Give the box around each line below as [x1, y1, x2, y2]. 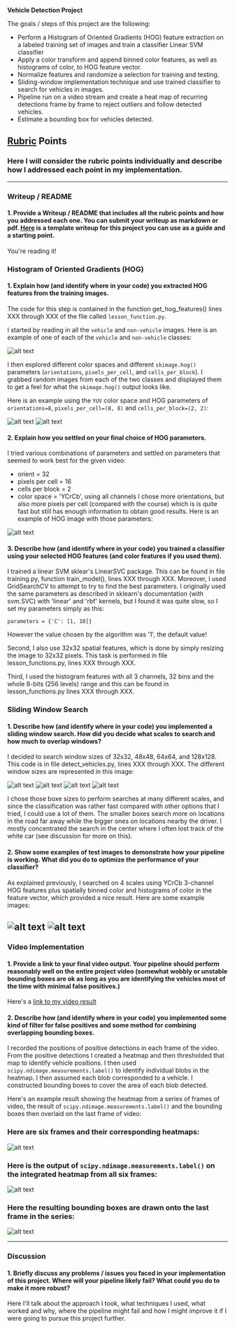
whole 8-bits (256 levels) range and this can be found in [7, 680, 169, 688]
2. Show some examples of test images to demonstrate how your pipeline [7, 848, 225, 857]
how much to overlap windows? [7, 737, 101, 745]
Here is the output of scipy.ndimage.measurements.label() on [7, 1160, 215, 1170]
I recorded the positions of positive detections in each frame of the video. [7, 1044, 220, 1052]
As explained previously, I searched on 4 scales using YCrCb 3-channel [7, 878, 214, 887]
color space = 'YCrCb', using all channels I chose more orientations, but [17, 492, 225, 500]
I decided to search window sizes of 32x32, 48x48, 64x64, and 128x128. [7, 753, 217, 761]
